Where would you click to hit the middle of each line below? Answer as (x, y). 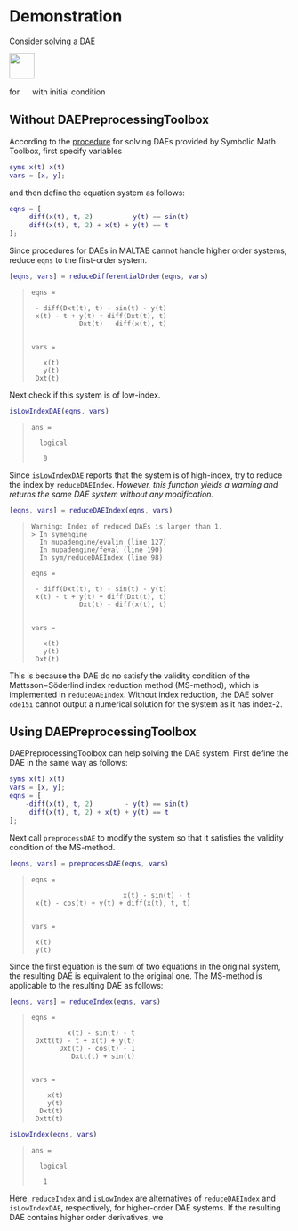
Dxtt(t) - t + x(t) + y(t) (85, 1041)
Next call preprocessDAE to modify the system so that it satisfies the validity (146, 837)
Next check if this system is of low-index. (85, 395)
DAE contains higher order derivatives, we (86, 1218)
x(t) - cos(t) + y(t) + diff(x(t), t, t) (113, 903)
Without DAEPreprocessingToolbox (109, 120)
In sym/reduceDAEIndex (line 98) (101, 558)
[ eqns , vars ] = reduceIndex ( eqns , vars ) (85, 1001)
